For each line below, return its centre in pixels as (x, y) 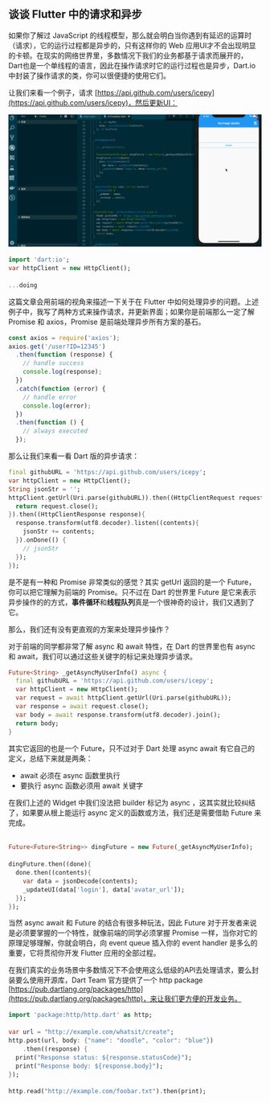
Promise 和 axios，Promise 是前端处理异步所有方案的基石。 (107, 322)
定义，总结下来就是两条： (51, 758)
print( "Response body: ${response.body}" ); (89, 1066)
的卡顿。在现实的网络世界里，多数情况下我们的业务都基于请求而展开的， (128, 55)
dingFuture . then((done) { (50, 864)
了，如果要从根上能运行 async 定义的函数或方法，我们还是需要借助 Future (131, 812)
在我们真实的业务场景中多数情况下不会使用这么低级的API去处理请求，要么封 (134, 970)
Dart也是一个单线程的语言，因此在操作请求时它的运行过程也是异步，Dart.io (132, 65)
